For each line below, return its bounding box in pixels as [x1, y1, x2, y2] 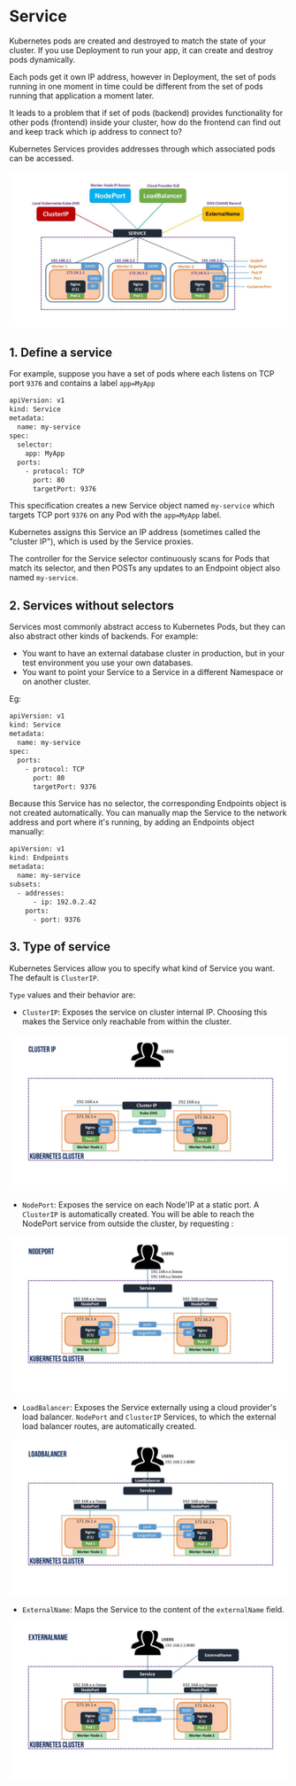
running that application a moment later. [9, 90, 155, 101]
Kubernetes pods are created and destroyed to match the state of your [9, 35, 267, 46]
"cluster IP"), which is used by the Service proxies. [9, 536, 194, 547]
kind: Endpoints [9, 853, 69, 863]
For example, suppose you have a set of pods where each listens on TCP [9, 369, 275, 379]
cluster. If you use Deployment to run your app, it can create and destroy [9, 44, 274, 55]
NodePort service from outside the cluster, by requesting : [21, 1218, 234, 1229]
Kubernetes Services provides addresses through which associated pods [9, 144, 276, 154]
